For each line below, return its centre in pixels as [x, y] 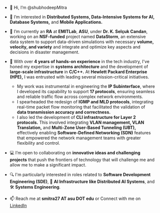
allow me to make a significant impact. [48, 165]
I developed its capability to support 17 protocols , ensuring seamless [86, 91]
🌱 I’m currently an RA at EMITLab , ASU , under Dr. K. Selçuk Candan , [79, 31]
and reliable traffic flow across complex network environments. [80, 97]
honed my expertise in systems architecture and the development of [79, 66]
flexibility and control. [39, 143]
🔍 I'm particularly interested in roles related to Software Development [80, 174]
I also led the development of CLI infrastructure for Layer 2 [76, 117]
